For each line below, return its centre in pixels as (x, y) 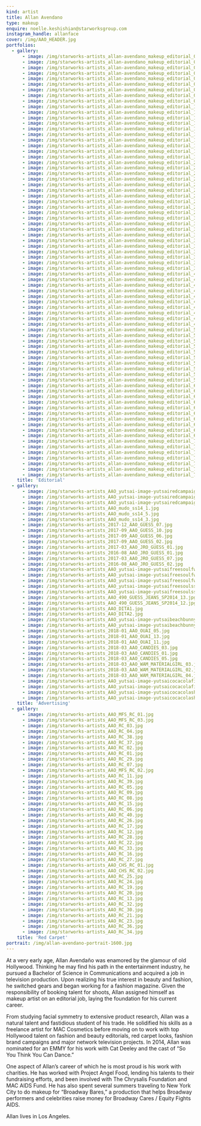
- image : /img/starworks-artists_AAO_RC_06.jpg (83, 809)
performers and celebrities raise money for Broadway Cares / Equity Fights (99, 1098)
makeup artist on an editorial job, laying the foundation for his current (92, 998)
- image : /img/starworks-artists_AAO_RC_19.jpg (83, 888)
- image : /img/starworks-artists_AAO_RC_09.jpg (83, 792)
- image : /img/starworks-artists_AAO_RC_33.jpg (83, 849)
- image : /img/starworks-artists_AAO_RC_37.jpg (83, 742)
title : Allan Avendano (34, 17)
